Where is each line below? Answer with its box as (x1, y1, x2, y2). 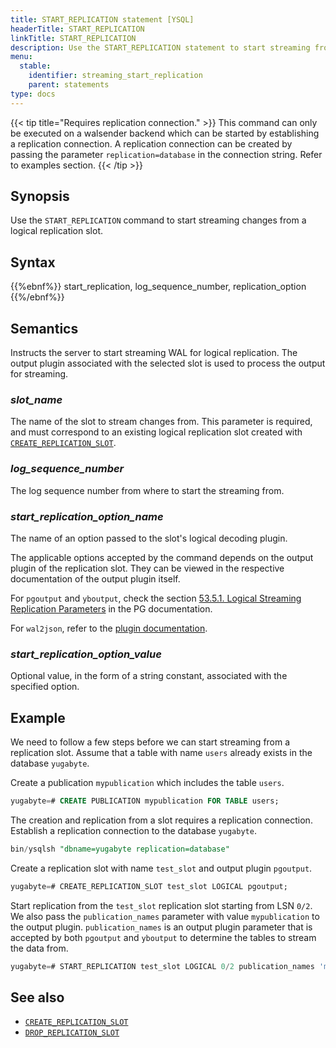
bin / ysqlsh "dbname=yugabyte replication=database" (10, 844, 230, 854)
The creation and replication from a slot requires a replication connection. (10, 814, 313, 826)
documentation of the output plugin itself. (10, 572, 181, 585)
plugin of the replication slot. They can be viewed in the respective (10, 562, 285, 574)
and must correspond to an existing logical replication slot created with (10, 426, 303, 438)
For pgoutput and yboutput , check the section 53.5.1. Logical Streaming (10, 592, 302, 604)
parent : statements (28, 80, 110, 90)
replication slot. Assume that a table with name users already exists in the (10, 747, 313, 759)
